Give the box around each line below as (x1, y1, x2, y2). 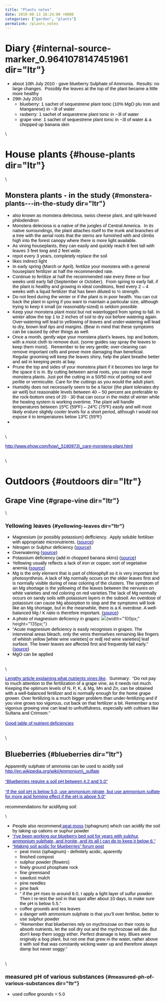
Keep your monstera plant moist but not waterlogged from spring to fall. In (12, 309, 160, 315)
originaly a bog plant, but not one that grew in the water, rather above (19, 936, 158, 942)
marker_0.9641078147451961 (5, 54, 128, 65)
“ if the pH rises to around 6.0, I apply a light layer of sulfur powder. (19, 891, 153, 897)
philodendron (12, 217, 39, 223)
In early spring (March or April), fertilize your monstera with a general (12, 263, 150, 269)
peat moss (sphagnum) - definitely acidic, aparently (19, 849, 123, 855)
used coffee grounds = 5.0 (12, 992, 65, 997)
